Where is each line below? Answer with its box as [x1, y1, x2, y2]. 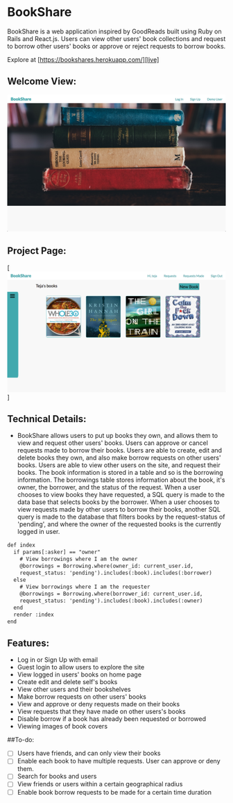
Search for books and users [17, 772, 97, 781]
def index [7, 542, 36, 549]
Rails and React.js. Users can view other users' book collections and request [7, 34, 226, 42]
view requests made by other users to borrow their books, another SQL [17, 505, 221, 514]
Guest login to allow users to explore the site [17, 663, 145, 672]
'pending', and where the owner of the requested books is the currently [17, 520, 222, 528]
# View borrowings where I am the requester [19, 583, 150, 591]
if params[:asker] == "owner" [13, 549, 101, 556]
